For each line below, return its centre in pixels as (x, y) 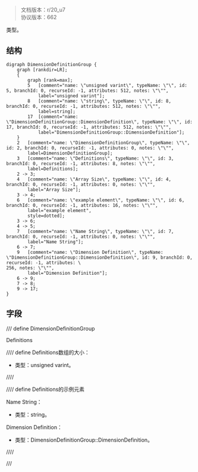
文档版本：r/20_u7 (43, 10)
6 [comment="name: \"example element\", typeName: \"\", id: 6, (101, 200)
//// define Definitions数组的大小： (48, 352)
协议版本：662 (39, 17)
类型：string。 (32, 414)
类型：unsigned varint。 (44, 365)
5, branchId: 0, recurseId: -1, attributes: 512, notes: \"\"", (87, 91)
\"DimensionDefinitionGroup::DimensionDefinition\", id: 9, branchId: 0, (100, 257)
